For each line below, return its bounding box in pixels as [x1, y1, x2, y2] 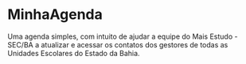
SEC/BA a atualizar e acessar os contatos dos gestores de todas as [7, 40, 228, 49]
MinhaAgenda [7, 6, 103, 24]
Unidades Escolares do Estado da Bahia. [7, 48, 140, 58]
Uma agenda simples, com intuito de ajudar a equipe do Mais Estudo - [7, 32, 238, 41]
